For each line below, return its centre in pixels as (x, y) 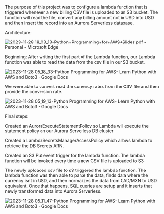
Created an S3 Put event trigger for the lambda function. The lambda (75, 155)
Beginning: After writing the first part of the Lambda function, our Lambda (80, 57)
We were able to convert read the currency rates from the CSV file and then (82, 86)
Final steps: (17, 116)
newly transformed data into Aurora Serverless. (53, 191)
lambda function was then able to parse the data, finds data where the (77, 175)
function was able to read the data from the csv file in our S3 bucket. (75, 62)
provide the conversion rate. (34, 92)
